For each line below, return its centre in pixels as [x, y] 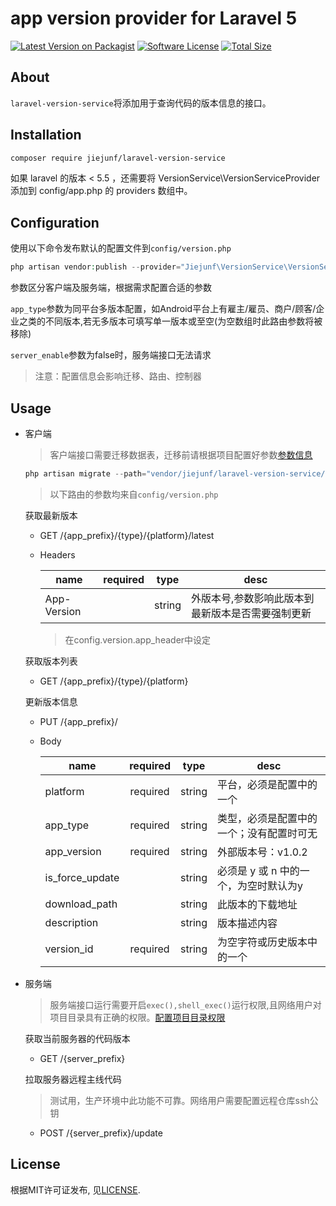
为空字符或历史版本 [262, 942]
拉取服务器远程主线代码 [73, 1079]
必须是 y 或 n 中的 [258, 870]
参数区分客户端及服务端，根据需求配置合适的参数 [111, 288]
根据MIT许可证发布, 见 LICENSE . [75, 1189]
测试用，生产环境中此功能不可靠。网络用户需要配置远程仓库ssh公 [184, 1100]
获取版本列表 [51, 661]
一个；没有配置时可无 [267, 833]
